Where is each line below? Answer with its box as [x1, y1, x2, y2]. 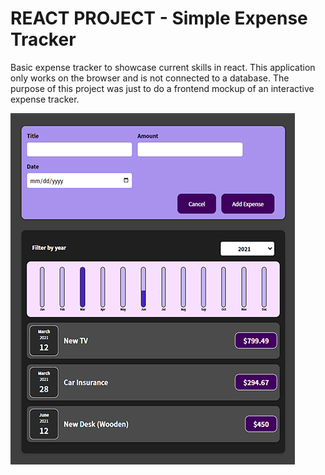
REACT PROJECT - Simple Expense [10, 7, 308, 30]
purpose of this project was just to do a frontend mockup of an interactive [10, 82, 315, 94]
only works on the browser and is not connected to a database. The [10, 72, 290, 84]
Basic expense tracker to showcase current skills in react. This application [10, 61, 316, 73]
